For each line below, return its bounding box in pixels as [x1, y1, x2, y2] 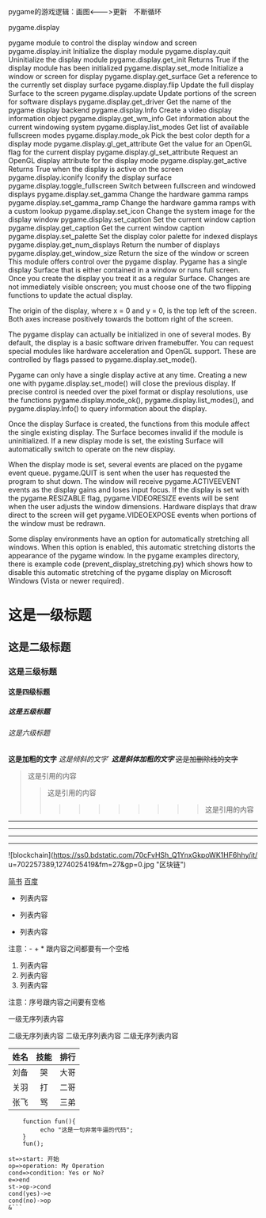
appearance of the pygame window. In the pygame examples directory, [8, 551, 240, 560]
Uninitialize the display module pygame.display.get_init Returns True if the [8, 55, 249, 64]
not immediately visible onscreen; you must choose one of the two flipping [8, 282, 252, 291]
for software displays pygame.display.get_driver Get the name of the [8, 97, 232, 106]
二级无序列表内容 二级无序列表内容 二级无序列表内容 [8, 1030, 179, 1040]
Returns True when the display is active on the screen [8, 165, 184, 173]
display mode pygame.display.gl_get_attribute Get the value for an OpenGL [8, 139, 253, 148]
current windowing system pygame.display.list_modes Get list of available [8, 122, 249, 131]
